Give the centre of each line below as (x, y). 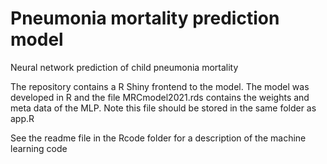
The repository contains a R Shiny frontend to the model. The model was (160, 86)
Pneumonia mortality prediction (145, 18)
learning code (39, 148)
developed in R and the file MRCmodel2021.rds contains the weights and (160, 97)
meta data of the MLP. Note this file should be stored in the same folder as (163, 108)
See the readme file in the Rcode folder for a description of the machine (158, 138)
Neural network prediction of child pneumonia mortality (124, 67)
